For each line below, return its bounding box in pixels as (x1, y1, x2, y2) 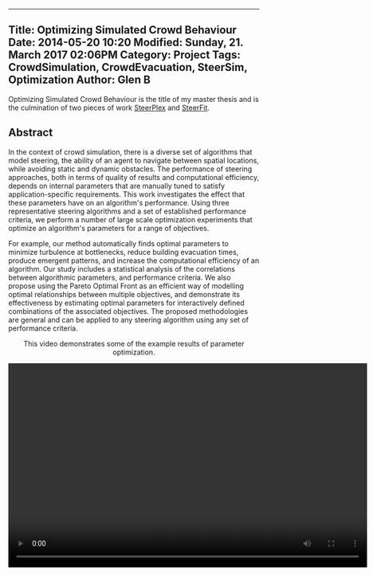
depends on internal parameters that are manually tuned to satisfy (8, 181, 226, 190)
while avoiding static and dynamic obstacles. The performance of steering (8, 164, 253, 174)
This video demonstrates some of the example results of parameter (23, 339, 245, 348)
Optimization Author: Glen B (8, 73, 151, 87)
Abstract (8, 126, 53, 139)
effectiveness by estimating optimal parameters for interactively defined (8, 298, 245, 308)
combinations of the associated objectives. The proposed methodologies (8, 306, 249, 315)
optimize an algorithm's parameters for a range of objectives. (8, 223, 210, 233)
